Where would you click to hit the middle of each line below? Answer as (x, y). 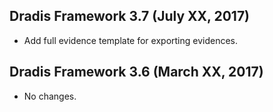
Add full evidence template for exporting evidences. (131, 40)
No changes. (50, 96)
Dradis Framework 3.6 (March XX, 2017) (136, 72)
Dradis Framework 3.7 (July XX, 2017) (130, 16)
